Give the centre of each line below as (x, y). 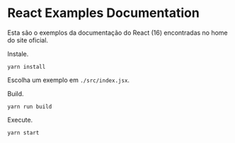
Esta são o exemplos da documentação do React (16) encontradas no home (117, 33)
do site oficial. (28, 40)
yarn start (23, 132)
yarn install (27, 67)
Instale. (18, 54)
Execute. (20, 120)
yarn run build (30, 107)
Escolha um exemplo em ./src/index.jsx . (68, 80)
